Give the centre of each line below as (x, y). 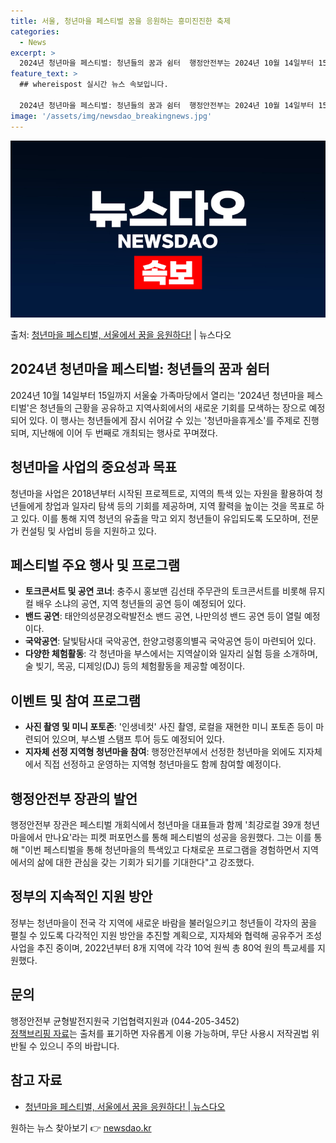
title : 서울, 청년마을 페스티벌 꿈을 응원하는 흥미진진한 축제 (120, 21)
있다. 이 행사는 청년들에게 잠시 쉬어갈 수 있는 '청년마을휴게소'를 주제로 (164, 420)
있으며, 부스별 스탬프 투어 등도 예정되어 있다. (138, 739)
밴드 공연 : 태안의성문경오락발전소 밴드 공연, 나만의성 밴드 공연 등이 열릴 (163, 616)
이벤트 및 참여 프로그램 (76, 700)
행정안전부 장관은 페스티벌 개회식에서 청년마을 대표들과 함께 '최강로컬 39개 (156, 825)
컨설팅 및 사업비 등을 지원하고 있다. (88, 531)
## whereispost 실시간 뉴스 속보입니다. (94, 85)
